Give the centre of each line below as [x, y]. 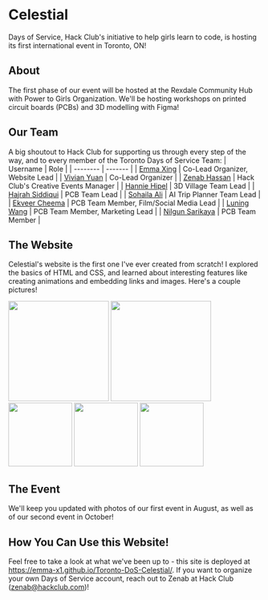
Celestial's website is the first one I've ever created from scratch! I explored [133, 264]
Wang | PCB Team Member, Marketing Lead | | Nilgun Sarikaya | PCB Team [132, 211]
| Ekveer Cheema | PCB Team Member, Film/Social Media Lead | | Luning [129, 203]
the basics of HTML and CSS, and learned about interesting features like [128, 273]
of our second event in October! [61, 517]
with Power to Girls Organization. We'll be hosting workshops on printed [127, 99]
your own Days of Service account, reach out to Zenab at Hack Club [121, 578]
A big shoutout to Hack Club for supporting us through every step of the [127, 152]
